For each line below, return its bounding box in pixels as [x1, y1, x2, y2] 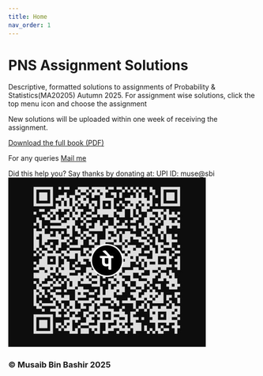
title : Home [8, 13, 47, 21]
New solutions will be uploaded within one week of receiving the [8, 115, 218, 124]
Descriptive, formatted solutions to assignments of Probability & [8, 82, 216, 92]
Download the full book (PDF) [8, 139, 104, 148]
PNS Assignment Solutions [8, 56, 189, 74]
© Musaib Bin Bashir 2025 [8, 359, 111, 370]
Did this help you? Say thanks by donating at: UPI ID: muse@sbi [8, 169, 215, 178]
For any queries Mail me [8, 154, 87, 163]
